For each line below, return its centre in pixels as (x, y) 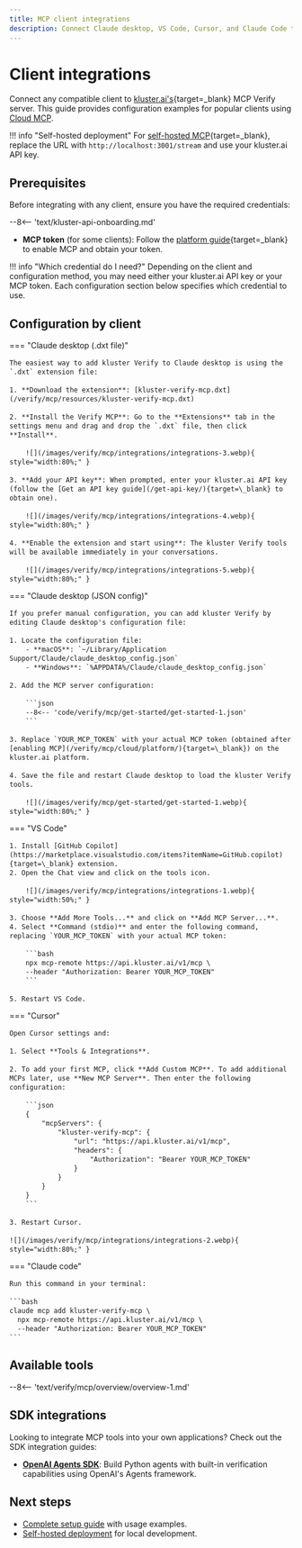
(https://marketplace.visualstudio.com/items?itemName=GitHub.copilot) (146, 855)
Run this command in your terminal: (78, 1284)
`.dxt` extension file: (54, 372)
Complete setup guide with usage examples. (105, 1524)
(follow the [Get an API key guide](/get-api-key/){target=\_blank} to (146, 489)
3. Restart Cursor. (46, 1223)
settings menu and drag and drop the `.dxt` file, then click (128, 426)
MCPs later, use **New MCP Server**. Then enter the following (130, 1079)
